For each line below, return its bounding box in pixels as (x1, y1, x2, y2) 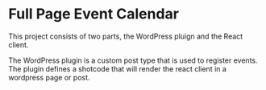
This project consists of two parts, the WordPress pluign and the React (8, 31, 243, 41)
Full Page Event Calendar (8, 5, 180, 23)
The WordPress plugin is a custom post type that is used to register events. (8, 55, 258, 65)
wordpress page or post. (8, 72, 90, 82)
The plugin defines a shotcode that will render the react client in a (8, 63, 227, 73)
